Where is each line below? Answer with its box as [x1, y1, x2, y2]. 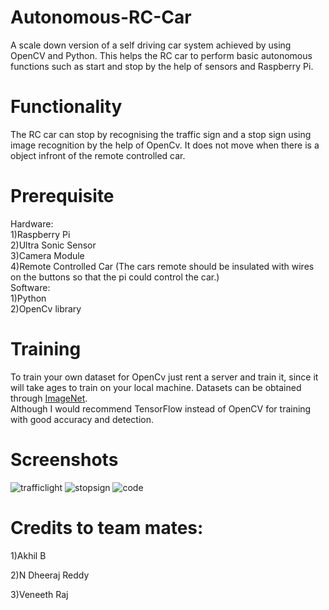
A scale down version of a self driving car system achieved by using [10, 39, 292, 51]
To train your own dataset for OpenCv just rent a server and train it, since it [10, 371, 319, 383]
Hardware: [10, 217, 54, 230]
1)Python [10, 292, 47, 304]
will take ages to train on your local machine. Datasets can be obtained [10, 381, 302, 393]
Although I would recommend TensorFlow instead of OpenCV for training [10, 402, 312, 415]
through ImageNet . [10, 392, 88, 404]
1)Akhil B [10, 549, 47, 561]
